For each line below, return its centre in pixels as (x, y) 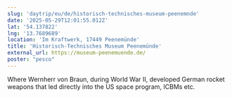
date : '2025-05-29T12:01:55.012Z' (58, 20)
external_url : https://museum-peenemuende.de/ (77, 53)
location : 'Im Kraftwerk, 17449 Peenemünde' (73, 40)
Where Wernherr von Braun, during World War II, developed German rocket (116, 79)
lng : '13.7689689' (34, 33)
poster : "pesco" (31, 59)
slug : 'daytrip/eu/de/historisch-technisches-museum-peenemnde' (103, 14)
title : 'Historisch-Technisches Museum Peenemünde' (84, 46)
